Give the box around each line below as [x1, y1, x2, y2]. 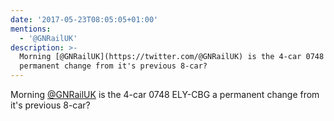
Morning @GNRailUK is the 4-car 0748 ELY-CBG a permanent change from [10, 89, 320, 100]
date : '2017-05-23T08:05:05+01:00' [10, 14, 159, 25]
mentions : [10, 24, 52, 34]
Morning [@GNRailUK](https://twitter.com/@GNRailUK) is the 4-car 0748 [19, 52, 325, 62]
